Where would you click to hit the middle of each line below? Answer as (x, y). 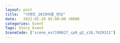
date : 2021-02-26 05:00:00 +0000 (42, 19)
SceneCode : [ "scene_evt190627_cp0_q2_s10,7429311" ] (60, 33)
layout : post (19, 10)
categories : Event (24, 23)
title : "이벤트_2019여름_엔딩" (35, 14)
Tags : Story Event (24, 28)
